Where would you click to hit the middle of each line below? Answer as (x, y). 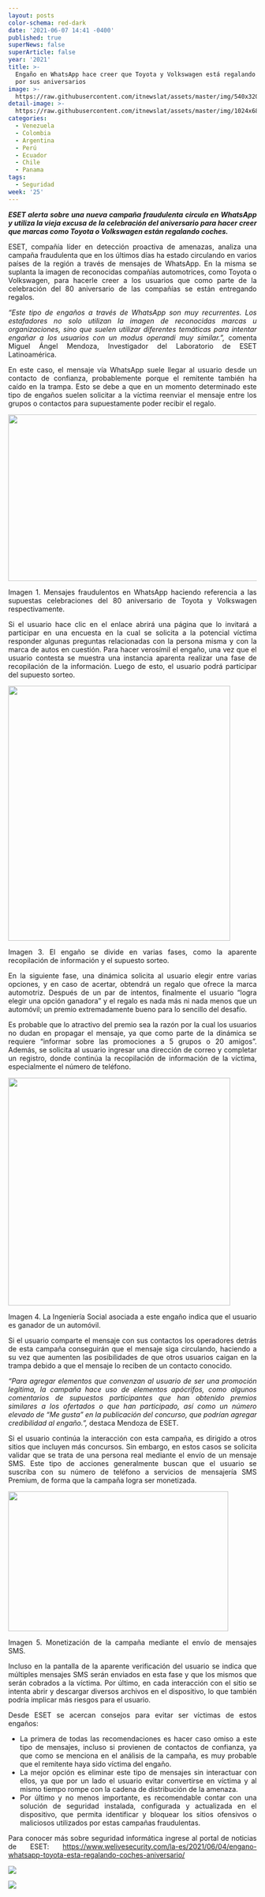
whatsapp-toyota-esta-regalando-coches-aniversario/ (97, 1854)
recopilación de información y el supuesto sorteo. (89, 960)
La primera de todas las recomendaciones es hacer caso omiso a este (138, 1738)
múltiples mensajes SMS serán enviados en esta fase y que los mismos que (132, 1674)
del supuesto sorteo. (42, 675)
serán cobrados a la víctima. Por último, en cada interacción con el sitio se (132, 1683)
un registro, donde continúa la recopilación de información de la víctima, (132, 1058)
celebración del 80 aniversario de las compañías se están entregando (132, 289)
